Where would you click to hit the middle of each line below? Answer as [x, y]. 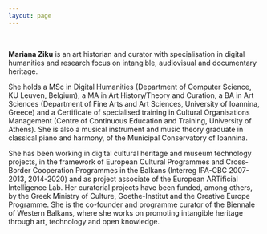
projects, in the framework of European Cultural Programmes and [116, 162]
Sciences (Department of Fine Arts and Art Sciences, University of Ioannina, [134, 103]
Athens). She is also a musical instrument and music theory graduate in [126, 129]
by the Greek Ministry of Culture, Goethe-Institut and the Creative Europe [129, 196]
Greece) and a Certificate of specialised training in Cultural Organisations [129, 112]
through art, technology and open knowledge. [84, 221]
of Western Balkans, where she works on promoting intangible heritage [125, 212]
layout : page [30, 16]
